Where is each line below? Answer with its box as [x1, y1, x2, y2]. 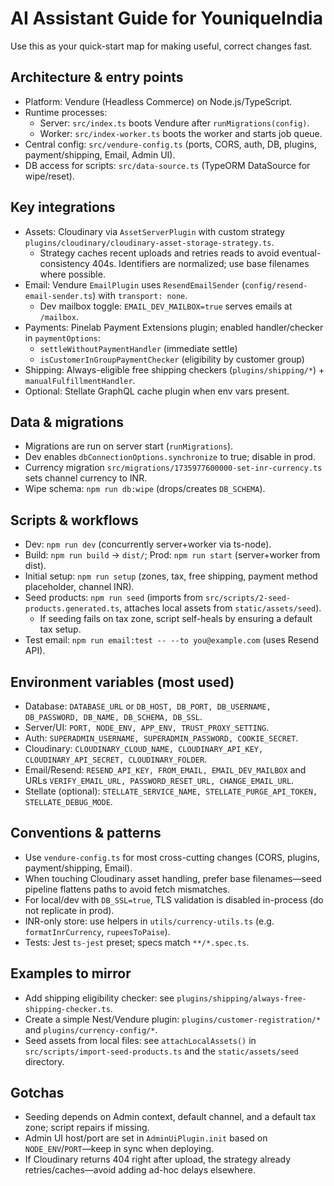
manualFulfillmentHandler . [24, 374, 136, 386]
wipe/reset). [24, 170, 75, 182]
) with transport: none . [92, 289, 188, 301]
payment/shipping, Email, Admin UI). [24, 148, 176, 161]
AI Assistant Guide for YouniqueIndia [10, 7, 323, 30]
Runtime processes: [24, 106, 108, 118]
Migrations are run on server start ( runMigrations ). [24, 440, 234, 452]
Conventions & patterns [10, 825, 162, 842]
